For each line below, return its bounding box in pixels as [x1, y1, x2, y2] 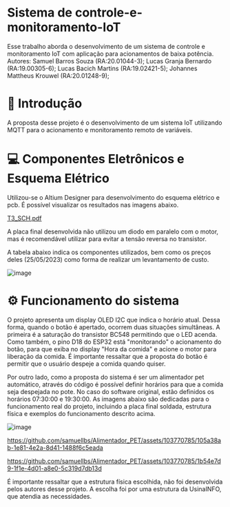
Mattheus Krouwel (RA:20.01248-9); [7, 71, 110, 80]
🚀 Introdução [7, 96, 83, 112]
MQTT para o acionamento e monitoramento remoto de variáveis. [7, 125, 193, 134]
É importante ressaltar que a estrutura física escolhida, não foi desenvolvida [7, 477, 223, 486]
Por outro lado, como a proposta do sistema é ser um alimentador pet [7, 373, 205, 381]
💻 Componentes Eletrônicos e [7, 152, 185, 167]
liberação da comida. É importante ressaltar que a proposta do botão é [7, 352, 208, 360]
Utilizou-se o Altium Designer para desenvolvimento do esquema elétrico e [7, 193, 220, 201]
